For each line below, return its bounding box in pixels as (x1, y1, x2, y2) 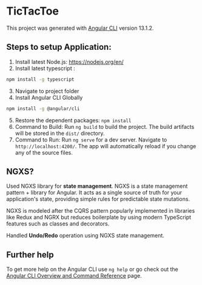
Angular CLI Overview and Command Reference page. (6, 272, 142, 280)
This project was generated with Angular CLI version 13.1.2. (6, 24, 154, 32)
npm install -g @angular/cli (6, 105, 80, 112)
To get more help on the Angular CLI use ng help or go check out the (6, 266, 178, 273)
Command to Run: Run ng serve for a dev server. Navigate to (15, 136, 167, 143)
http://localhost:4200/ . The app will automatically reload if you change (15, 142, 197, 149)
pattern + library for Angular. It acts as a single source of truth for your (6, 189, 182, 196)
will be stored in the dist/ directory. (15, 129, 105, 137)
